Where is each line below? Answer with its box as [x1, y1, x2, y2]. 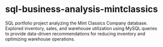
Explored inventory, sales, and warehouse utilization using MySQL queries [5, 25, 158, 31]
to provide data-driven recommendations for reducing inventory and [5, 30, 146, 36]
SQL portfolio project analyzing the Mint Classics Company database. [5, 20, 148, 26]
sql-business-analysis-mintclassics [5, 3, 158, 15]
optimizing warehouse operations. [5, 36, 75, 42]
